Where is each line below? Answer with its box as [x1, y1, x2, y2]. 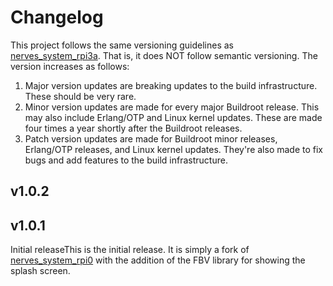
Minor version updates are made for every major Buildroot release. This [24, 101, 320, 113]
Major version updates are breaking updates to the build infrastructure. [24, 79, 318, 91]
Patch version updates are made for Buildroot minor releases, [24, 132, 278, 145]
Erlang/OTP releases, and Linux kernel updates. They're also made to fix [24, 143, 324, 155]
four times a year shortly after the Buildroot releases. [24, 122, 243, 134]
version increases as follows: [10, 60, 130, 72]
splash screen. [10, 265, 71, 277]
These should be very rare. [24, 90, 137, 102]
